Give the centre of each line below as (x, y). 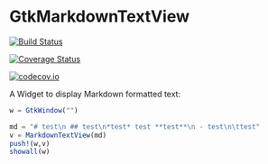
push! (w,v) (30, 143)
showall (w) (30, 152)
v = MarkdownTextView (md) (58, 135)
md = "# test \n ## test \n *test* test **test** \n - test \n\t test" (134, 127)
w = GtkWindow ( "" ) (44, 110)
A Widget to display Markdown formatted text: (95, 94)
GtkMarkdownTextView (100, 17)
